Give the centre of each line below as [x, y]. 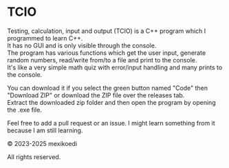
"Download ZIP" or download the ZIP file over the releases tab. [96, 95]
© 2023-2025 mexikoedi [42, 143]
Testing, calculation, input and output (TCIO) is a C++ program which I [107, 31]
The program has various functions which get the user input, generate [107, 53]
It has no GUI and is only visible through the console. [82, 45]
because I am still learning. [45, 130]
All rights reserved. [34, 157]
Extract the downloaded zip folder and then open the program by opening [111, 102]
